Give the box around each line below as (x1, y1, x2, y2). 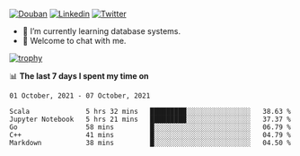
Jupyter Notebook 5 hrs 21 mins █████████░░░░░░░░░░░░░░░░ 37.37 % (9, 115, 292, 124)
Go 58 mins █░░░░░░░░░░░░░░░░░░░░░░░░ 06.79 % (9, 123, 292, 132)
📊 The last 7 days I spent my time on (9, 71, 150, 81)
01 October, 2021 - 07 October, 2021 (9, 91, 151, 100)
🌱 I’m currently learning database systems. (22, 26, 181, 36)
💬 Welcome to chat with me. (22, 36, 127, 46)
